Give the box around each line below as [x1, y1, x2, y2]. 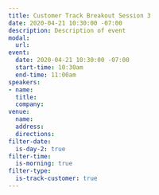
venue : [8, 108, 30, 116]
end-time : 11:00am [15, 71, 77, 79]
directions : [15, 130, 56, 138]
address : [15, 123, 45, 131]
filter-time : [8, 152, 52, 160]
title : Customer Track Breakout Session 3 [8, 11, 151, 20]
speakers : [8, 78, 41, 86]
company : [15, 100, 45, 108]
